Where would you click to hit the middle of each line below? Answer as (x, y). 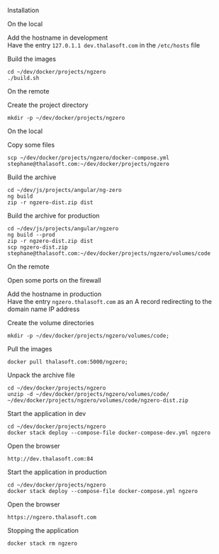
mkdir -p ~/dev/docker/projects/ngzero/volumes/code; (89, 336)
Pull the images (30, 349)
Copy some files (31, 145)
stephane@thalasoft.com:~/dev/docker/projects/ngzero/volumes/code (109, 254)
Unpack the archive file (41, 375)
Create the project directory (48, 105)
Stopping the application (43, 530)
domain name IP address (44, 309)
